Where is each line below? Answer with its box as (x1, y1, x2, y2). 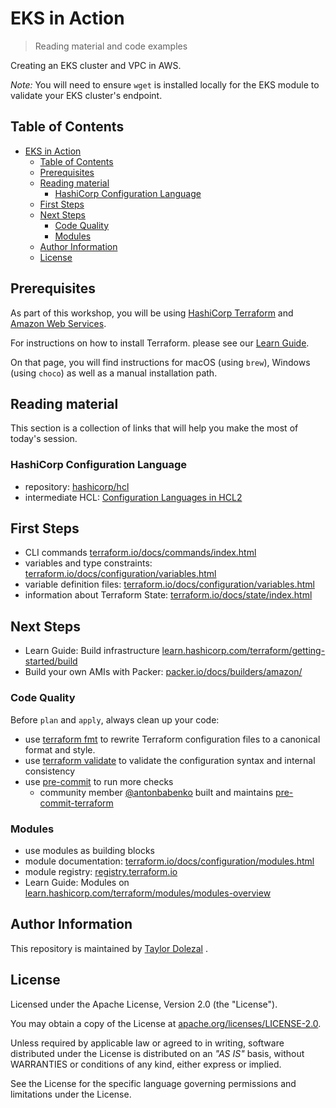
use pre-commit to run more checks (24, 775, 174, 787)
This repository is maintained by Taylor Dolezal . (10, 942, 208, 954)
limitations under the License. (10, 1088, 132, 1100)
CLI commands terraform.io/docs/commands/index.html (24, 547, 257, 559)
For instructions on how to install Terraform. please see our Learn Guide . (10, 337, 310, 349)
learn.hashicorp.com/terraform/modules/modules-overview (24, 887, 272, 899)
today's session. (10, 433, 78, 445)
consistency (24, 765, 76, 777)
